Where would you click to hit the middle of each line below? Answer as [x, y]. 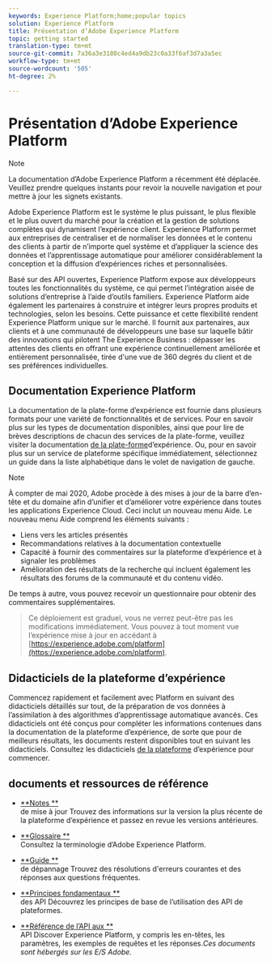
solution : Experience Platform [61, 24]
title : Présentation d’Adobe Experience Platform [94, 31]
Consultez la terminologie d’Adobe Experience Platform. [113, 845]
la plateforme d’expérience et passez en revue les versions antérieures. [139, 820]
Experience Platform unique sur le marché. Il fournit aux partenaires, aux [129, 322]
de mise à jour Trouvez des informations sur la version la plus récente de [141, 811]
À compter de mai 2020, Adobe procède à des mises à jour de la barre [126, 493]
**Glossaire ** [45, 836]
